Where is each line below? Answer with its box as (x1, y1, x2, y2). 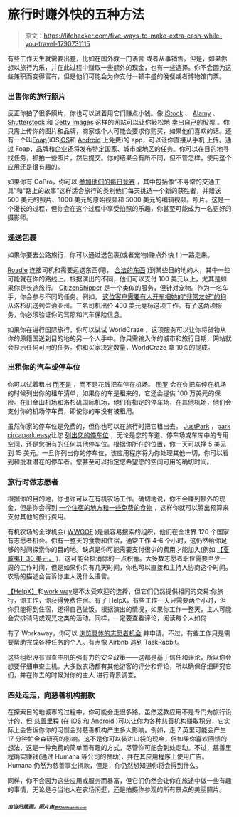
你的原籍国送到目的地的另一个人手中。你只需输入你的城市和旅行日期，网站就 (7, 334, 232, 343)
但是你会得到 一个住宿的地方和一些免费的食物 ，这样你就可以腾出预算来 (19, 504, 229, 512)
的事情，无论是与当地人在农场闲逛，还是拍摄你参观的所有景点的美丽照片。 (7, 785, 225, 794)
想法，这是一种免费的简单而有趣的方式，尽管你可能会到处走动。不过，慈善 (7, 744, 225, 752)
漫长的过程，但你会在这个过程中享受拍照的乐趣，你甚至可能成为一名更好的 (13, 204, 232, 213)
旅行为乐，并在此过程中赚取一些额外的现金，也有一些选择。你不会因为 (19, 63, 225, 71)
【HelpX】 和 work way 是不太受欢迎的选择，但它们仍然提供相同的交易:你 (7, 587, 218, 595)
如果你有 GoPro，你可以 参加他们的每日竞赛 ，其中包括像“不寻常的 (7, 177, 203, 186)
